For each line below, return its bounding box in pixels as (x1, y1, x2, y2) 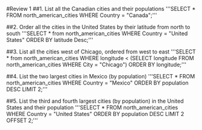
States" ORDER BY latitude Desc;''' (6, 36, 93, 43)
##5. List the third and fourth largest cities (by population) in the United (6, 97, 184, 104)
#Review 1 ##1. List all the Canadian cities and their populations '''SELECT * (6, 5, 196, 12)
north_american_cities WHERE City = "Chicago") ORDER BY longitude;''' (6, 61, 187, 68)
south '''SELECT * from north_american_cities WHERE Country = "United (6, 30, 188, 37)
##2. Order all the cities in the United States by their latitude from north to (6, 24, 190, 30)
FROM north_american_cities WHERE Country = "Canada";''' (6, 12, 158, 19)
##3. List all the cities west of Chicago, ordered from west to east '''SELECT (6, 48, 196, 55)
